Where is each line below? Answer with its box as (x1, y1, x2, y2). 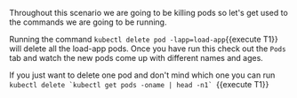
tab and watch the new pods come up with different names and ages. (9, 53, 264, 63)
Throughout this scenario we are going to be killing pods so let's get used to (9, 8, 289, 18)
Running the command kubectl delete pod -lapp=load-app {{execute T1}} (9, 34, 278, 44)
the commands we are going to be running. (9, 17, 167, 27)
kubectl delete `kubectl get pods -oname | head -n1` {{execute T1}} (9, 79, 269, 89)
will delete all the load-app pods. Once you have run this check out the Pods (9, 43, 286, 54)
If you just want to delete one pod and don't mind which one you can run (9, 70, 276, 80)
